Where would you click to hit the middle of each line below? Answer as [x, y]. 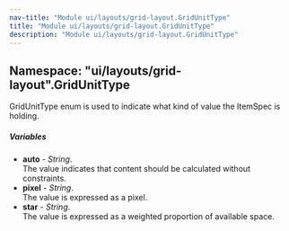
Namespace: [46, 71]
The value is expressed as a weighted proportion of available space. [149, 217]
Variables [28, 137]
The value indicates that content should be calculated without [136, 169]
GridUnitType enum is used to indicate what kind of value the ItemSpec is [145, 107]
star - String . [46, 207]
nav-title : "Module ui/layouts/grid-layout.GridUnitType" [120, 18]
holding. [24, 116]
